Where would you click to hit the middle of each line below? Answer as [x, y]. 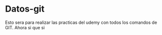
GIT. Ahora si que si [25, 27]
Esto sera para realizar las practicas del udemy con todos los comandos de [81, 22]
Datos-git [25, 9]
